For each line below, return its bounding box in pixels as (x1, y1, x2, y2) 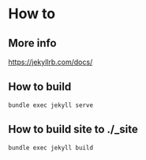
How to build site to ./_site (8, 123, 138, 136)
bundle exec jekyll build (8, 143, 93, 151)
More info (8, 36, 57, 50)
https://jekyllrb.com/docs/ (8, 57, 93, 67)
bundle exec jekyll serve (8, 101, 93, 109)
